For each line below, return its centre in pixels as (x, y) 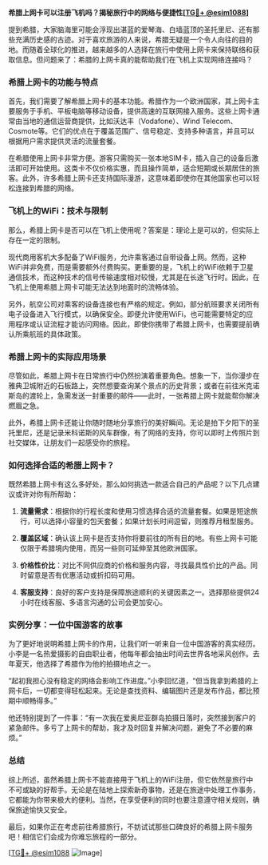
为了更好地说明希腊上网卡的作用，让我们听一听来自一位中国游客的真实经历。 (134, 644)
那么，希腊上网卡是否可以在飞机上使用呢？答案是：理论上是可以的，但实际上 (134, 230)
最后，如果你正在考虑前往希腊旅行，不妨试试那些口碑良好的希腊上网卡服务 (130, 827)
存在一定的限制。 (36, 240)
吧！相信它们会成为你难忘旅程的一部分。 (75, 836)
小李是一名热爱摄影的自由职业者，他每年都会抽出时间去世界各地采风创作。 (130, 654)
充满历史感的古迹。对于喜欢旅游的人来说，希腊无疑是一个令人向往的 (127, 40)
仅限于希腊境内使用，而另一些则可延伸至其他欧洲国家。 (110, 548)
